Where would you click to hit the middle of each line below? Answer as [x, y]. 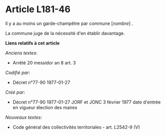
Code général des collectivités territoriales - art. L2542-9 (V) [76, 127]
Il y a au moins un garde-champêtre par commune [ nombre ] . [69, 23]
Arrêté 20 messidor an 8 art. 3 [44, 62]
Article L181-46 [38, 9]
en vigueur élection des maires [45, 107]
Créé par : [15, 92]
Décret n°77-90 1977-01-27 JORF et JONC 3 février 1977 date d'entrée [87, 102]
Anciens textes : [22, 53]
